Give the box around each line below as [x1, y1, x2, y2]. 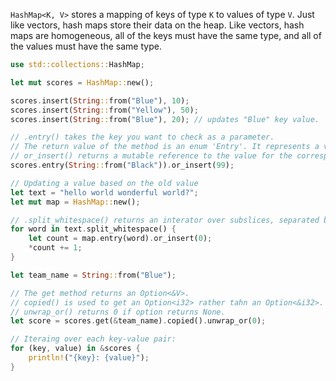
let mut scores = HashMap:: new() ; [10, 77, 155, 88]
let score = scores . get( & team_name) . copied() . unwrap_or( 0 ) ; [10, 316, 267, 326]
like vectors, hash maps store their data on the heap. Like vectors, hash [10, 19, 305, 31]
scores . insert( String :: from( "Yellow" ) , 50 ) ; [10, 105, 199, 115]
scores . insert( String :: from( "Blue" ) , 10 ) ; [10, 95, 190, 106]
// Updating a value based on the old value [10, 178, 199, 188]
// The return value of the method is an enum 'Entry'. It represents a [10, 142, 320, 152]
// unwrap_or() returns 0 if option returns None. [10, 307, 226, 317]
